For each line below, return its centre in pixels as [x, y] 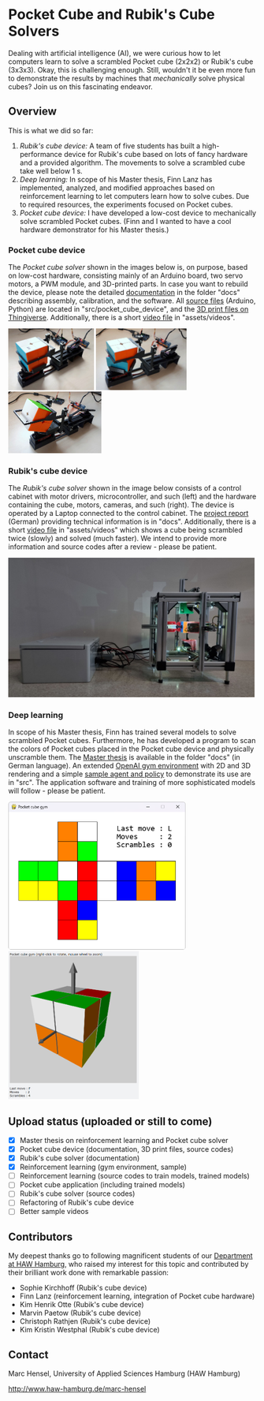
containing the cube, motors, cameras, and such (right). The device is [121, 505]
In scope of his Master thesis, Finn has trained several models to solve [122, 732]
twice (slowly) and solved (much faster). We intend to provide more [117, 539]
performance [41, 154]
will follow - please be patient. [57, 791]
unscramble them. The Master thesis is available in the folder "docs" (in [124, 757]
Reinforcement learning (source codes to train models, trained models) [134, 1176]
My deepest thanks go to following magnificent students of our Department [130, 1256]
